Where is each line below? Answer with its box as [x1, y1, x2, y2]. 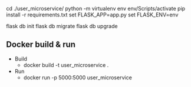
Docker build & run [6, 39, 75, 49]
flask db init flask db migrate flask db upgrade [6, 23, 118, 29]
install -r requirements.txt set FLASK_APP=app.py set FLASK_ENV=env [6, 11, 179, 18]
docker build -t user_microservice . [23, 61, 109, 68]
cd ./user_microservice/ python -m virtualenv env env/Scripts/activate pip [6, 5, 186, 12]
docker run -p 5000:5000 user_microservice [23, 73, 133, 81]
